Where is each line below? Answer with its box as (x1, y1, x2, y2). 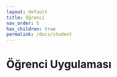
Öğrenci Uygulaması (6, 58, 112, 72)
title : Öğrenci (6, 15, 45, 21)
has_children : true (6, 25, 56, 32)
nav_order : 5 (6, 20, 40, 26)
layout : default (6, 8, 48, 15)
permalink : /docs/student (6, 32, 72, 38)
